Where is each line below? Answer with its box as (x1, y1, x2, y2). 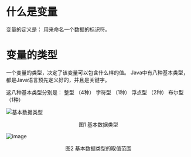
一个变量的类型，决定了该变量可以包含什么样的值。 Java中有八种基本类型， (6, 69, 189, 76)
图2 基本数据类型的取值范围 (65, 145, 132, 152)
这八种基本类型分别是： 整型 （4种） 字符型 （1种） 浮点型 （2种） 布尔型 (6, 88, 184, 95)
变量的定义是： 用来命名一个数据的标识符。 (6, 26, 110, 33)
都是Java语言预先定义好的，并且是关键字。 (6, 76, 110, 83)
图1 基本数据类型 (79, 121, 118, 128)
